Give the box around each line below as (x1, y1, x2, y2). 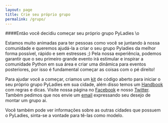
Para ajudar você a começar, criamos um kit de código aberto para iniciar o (5, 76, 161, 82)
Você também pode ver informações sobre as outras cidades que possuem (5, 107, 161, 113)
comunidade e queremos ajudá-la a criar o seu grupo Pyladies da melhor (5, 45, 156, 51)
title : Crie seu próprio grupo (5, 12, 71, 17)
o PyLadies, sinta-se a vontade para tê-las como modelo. (5, 112, 124, 118)
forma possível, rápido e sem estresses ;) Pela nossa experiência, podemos (5, 50, 161, 56)
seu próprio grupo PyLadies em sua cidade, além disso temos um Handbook (5, 81, 163, 87)
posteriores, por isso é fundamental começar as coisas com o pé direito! (5, 66, 155, 72)
